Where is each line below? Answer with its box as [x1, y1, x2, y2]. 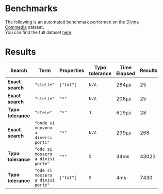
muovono [34, 125, 52, 130]
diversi [34, 135, 52, 140]
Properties [59, 67, 84, 73]
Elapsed [116, 70, 135, 77]
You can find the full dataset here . [5, 29, 73, 35]
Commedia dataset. [5, 24, 45, 30]
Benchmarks [5, 3, 58, 14]
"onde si [34, 120, 55, 125]
